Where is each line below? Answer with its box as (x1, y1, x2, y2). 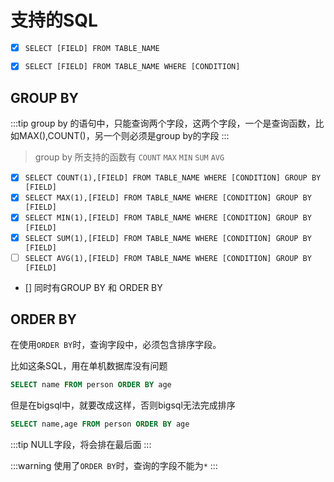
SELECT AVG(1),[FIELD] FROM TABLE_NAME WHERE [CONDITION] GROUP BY (24, 253, 312, 263)
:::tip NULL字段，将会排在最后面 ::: (10, 439, 152, 451)
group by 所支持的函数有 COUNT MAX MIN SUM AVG (34, 151, 225, 163)
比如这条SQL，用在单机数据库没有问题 (10, 360, 168, 372)
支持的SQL (10, 9, 98, 32)
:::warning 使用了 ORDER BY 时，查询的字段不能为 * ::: (10, 460, 218, 472)
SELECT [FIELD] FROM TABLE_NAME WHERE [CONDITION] (24, 62, 241, 72)
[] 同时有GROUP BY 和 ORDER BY (24, 281, 163, 293)
